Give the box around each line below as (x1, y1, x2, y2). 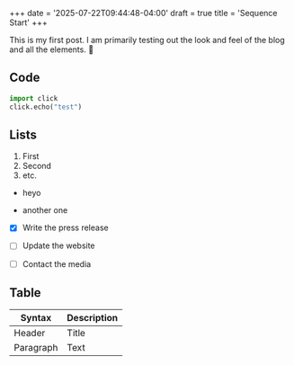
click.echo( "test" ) (9, 102, 83, 111)
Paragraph (13, 342, 58, 354)
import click (9, 93, 58, 102)
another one (22, 205, 68, 216)
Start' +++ (9, 17, 48, 28)
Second (22, 161, 52, 172)
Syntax (20, 312, 52, 325)
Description (67, 312, 119, 325)
